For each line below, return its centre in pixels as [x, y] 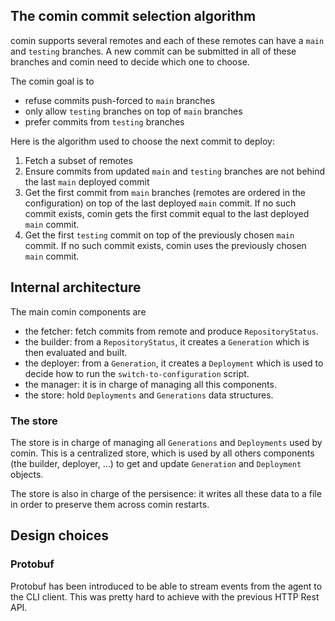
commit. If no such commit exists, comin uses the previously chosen [165, 245]
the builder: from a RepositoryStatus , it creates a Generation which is [167, 341]
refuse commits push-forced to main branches [120, 100]
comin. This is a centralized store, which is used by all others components [162, 453]
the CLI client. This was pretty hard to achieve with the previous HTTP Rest [165, 596]
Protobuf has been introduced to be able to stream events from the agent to [166, 586]
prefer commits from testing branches [104, 121]
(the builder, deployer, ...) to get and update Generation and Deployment [156, 463]
